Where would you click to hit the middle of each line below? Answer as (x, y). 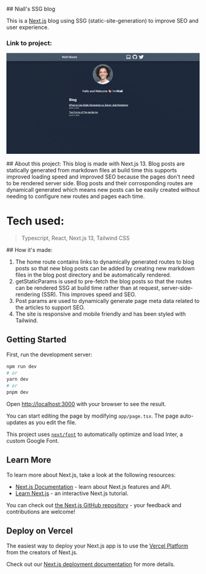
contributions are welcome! (41, 511)
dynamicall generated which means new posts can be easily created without (103, 189)
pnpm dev (17, 392)
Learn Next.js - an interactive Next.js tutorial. (72, 493)
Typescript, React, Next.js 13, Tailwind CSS (75, 238)
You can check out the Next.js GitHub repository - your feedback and (94, 505)
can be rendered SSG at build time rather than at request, (88, 288)
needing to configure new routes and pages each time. (76, 196)
